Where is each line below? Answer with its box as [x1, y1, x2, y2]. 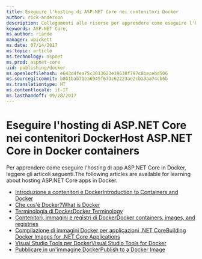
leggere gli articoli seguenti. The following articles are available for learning [6, 170, 191, 177]
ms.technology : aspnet [6, 53, 63, 59]
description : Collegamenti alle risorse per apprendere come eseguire [6, 20, 187, 26]
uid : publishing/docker [6, 64, 66, 71]
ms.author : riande [6, 31, 52, 37]
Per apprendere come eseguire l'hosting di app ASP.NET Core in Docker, [6, 163, 186, 171]
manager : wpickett [6, 37, 52, 43]
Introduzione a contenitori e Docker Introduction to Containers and [14, 188, 179, 195]
